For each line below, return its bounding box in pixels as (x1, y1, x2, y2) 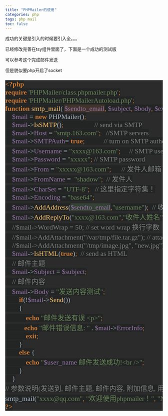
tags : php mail (5, 16, 37, 21)
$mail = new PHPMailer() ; (12, 112, 86, 121)
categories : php (5, 12, 39, 17)
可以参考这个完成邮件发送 (5, 57, 58, 63)
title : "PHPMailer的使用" (5, 7, 57, 12)
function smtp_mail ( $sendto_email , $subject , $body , (5, 104, 153, 113)
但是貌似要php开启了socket (5, 67, 62, 73)
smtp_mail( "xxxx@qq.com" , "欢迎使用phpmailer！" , (5, 394, 156, 403)
